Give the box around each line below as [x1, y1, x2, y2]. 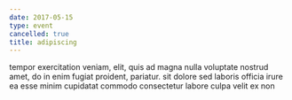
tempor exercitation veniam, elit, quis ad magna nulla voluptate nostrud [9, 62, 269, 73]
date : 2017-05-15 [9, 12, 74, 22]
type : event [9, 21, 53, 30]
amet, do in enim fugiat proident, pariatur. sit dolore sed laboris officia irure [9, 72, 284, 82]
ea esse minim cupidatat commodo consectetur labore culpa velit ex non [9, 81, 275, 91]
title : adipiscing [9, 37, 77, 47]
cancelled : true [9, 29, 69, 38]
